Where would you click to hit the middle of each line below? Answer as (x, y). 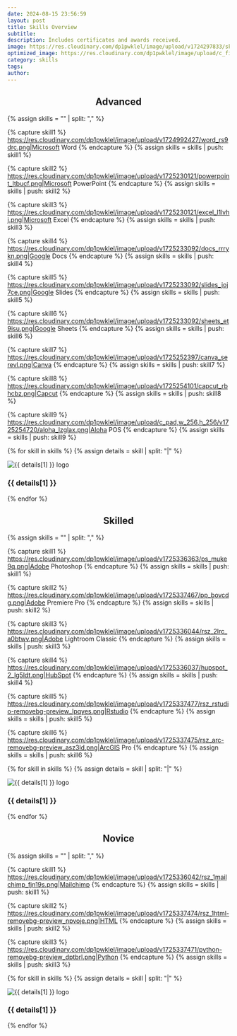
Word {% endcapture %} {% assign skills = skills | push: (142, 147)
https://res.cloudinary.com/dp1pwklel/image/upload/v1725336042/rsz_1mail (117, 877)
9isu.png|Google (32, 329)
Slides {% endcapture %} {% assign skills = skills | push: (138, 292)
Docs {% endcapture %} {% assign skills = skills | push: (133, 256)
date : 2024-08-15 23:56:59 (47, 14)
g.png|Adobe (26, 603)
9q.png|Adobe (28, 566)
